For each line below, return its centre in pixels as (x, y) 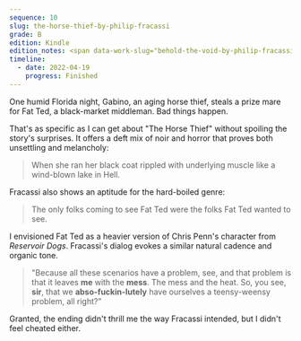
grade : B (26, 34)
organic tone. (34, 255)
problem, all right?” (66, 301)
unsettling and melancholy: (59, 147)
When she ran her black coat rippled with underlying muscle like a (153, 165)
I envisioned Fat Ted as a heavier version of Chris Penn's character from (142, 236)
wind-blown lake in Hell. (76, 174)
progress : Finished (62, 76)
